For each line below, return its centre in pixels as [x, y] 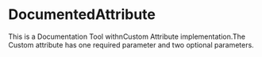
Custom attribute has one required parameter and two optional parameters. [131, 44]
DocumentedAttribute [82, 15]
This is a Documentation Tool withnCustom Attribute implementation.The [127, 36]
